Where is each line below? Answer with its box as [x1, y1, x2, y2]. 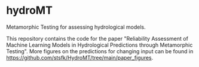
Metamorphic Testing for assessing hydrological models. [6, 23, 146, 31]
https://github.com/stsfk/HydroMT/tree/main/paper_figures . [6, 54, 154, 61]
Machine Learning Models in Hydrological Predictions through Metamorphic [6, 41, 193, 48]
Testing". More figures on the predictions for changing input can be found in [6, 47, 194, 54]
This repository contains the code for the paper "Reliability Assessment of [6, 35, 188, 42]
